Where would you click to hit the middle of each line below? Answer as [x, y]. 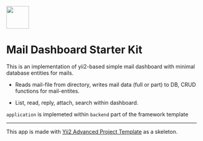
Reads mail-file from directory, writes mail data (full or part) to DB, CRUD [105, 84]
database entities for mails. [40, 73]
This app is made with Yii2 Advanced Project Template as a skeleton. [92, 131]
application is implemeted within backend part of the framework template [97, 114]
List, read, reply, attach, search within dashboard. [77, 102]
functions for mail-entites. [47, 91]
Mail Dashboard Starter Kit [74, 50]
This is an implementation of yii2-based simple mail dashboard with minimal [101, 66]
